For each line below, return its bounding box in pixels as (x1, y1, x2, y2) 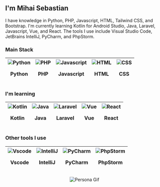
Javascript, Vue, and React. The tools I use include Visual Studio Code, (5, 28, 152, 34)
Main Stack (5, 46, 34, 53)
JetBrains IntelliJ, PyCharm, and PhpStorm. (5, 33, 95, 39)
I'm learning (5, 90, 35, 97)
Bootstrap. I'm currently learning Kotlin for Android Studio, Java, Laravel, (5, 23, 156, 29)
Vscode (10, 159, 29, 166)
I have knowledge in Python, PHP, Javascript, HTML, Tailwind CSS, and (5, 17, 153, 23)
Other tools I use (5, 135, 47, 142)
